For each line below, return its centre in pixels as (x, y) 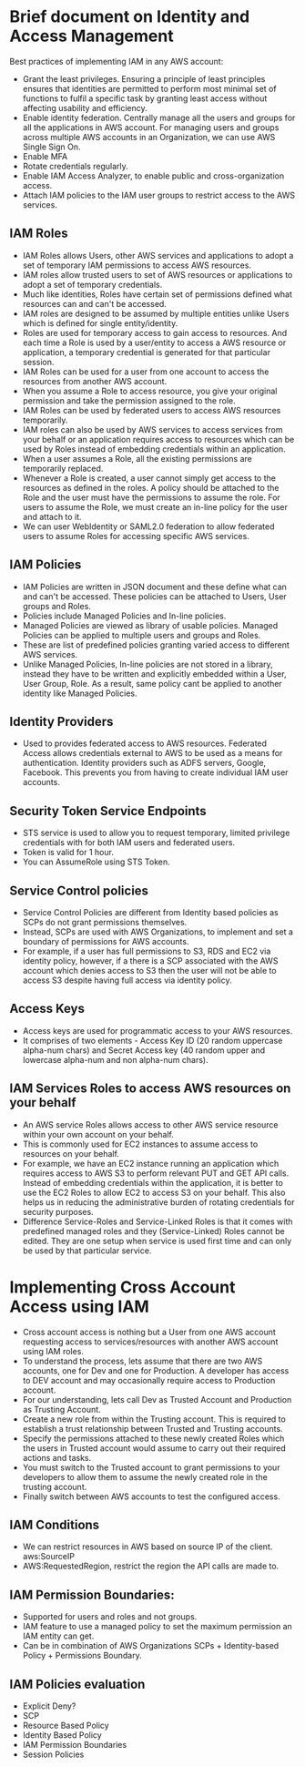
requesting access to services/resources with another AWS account (150, 1342)
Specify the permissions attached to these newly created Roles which (153, 1438)
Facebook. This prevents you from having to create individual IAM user (155, 772)
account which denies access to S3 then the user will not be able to (149, 970)
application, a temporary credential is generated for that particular (147, 352)
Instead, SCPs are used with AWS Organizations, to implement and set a (158, 932)
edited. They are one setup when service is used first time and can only (157, 1241)
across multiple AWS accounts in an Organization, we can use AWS (149, 137)
